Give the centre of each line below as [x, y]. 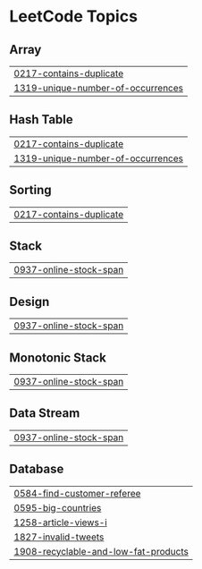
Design [29, 301]
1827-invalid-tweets [59, 537]
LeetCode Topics [74, 17]
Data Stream [45, 413]
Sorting [30, 190]
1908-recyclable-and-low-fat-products [101, 551]
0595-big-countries [58, 507]
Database [37, 469]
